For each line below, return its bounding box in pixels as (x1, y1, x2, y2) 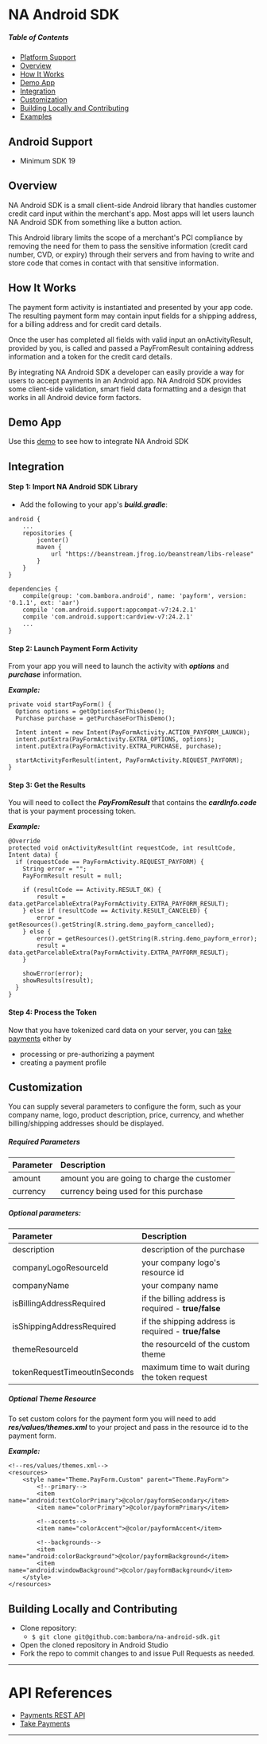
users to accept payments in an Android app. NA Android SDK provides (8, 375, 242, 385)
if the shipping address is (141, 1316, 236, 1327)
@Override (8, 837, 41, 846)
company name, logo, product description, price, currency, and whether (8, 1110, 245, 1120)
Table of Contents (8, 32, 69, 41)
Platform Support (19, 53, 76, 62)
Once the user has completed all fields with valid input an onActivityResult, (8, 335, 253, 344)
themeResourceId (12, 1344, 79, 1355)
